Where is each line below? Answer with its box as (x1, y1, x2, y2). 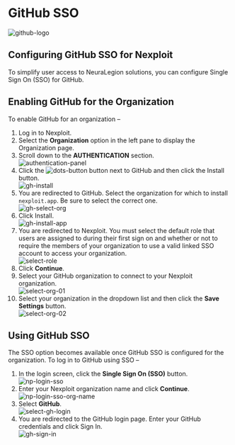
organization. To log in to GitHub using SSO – (8, 356, 139, 364)
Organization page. (18, 143, 75, 152)
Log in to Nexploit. (18, 128, 72, 137)
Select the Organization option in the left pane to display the (18, 136, 195, 145)
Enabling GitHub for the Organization (8, 96, 174, 108)
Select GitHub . (18, 400, 62, 408)
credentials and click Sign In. (18, 422, 103, 431)
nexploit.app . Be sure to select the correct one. (18, 196, 158, 205)
